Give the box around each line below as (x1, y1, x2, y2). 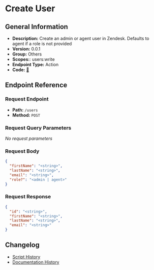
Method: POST (12, 112, 40, 118)
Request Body (5, 148, 39, 155)
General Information (5, 23, 68, 31)
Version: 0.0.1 (12, 46, 41, 52)
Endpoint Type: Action (12, 62, 59, 67)
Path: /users (12, 107, 38, 113)
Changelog (5, 241, 40, 249)
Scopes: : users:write (12, 56, 55, 62)
